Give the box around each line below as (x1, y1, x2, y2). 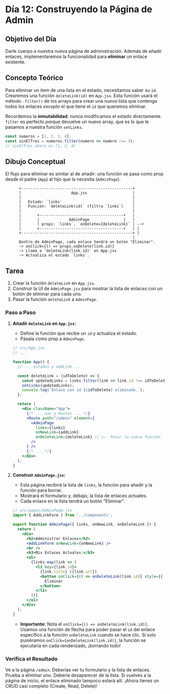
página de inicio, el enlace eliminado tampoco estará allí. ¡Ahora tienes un (5, 678, 159, 684)
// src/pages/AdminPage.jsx (12, 508, 72, 513)
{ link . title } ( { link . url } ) (40, 569, 97, 574)
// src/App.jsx (12, 346, 45, 351)
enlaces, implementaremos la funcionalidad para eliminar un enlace (5, 53, 147, 59)
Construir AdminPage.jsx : (12, 472, 66, 478)
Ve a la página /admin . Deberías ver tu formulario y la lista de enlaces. (5, 667, 151, 673)
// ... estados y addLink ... (17, 364, 81, 369)
